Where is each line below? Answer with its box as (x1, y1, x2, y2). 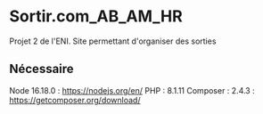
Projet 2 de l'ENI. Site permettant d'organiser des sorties (9, 36, 217, 46)
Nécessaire (9, 61, 74, 77)
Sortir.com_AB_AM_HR (9, 6, 183, 27)
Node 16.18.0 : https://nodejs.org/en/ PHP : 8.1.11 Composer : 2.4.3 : (9, 85, 256, 95)
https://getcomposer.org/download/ (9, 94, 141, 105)
